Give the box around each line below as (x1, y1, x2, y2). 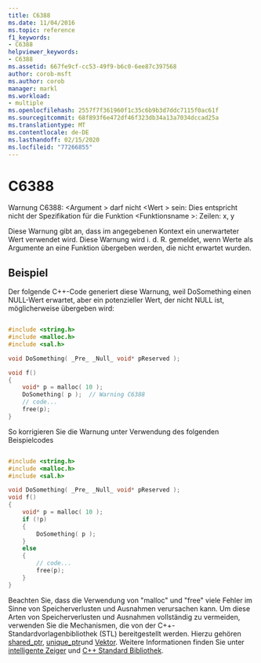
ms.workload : (8, 92, 51, 100)
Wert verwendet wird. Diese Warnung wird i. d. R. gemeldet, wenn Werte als (8, 235, 253, 245)
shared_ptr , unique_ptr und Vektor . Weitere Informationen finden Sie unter (8, 637, 245, 646)
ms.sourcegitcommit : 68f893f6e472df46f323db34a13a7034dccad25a (8, 114, 219, 122)
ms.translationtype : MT (8, 121, 86, 129)
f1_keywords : (8, 33, 51, 42)
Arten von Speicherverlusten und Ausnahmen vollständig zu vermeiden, (8, 612, 241, 621)
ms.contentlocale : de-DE (8, 128, 89, 136)
